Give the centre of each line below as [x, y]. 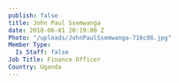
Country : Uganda [35, 67]
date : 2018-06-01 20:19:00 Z [56, 30]
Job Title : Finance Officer [55, 60]
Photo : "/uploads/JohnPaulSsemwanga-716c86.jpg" [90, 38]
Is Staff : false [42, 52]
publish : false [33, 15]
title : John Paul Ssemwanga [55, 23]
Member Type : [30, 45]
